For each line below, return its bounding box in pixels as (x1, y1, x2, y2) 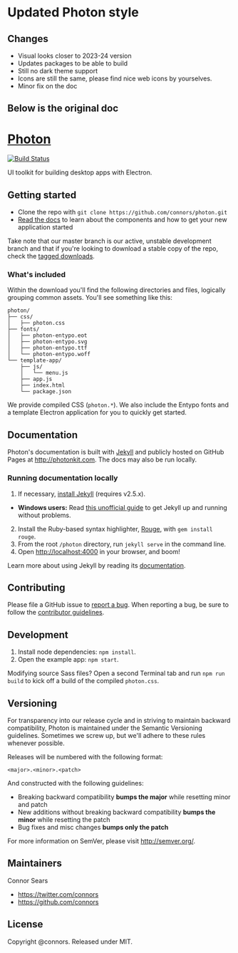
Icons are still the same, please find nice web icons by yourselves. (17, 74, 212, 83)
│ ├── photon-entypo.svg (7, 338, 88, 345)
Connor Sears (7, 876, 48, 885)
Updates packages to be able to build (17, 59, 128, 68)
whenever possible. (7, 739, 66, 747)
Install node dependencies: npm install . (17, 647, 137, 656)
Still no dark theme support (17, 67, 98, 75)
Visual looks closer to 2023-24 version (17, 51, 132, 60)
